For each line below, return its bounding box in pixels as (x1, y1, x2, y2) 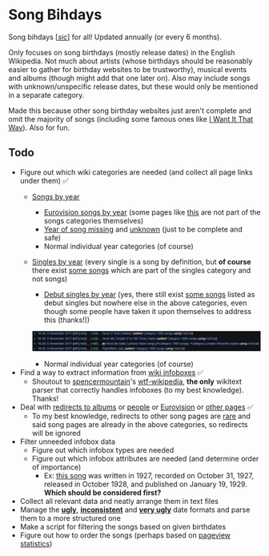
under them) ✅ (19, 175, 70, 185)
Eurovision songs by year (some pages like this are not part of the (43, 207, 261, 217)
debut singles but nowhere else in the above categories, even (43, 298, 247, 308)
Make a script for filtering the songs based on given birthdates (19, 522, 227, 532)
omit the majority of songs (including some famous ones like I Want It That (8, 114, 254, 123)
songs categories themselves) (43, 216, 144, 225)
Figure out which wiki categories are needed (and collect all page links (19, 167, 254, 177)
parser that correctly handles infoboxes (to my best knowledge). (31, 385, 244, 395)
